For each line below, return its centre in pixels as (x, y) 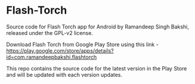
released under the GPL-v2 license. (50, 33)
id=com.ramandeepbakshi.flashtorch (52, 57)
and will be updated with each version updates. (64, 75)
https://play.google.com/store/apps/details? (60, 50)
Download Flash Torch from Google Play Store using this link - (83, 44)
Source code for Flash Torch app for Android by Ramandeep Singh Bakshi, (98, 27)
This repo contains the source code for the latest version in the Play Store (97, 68)
